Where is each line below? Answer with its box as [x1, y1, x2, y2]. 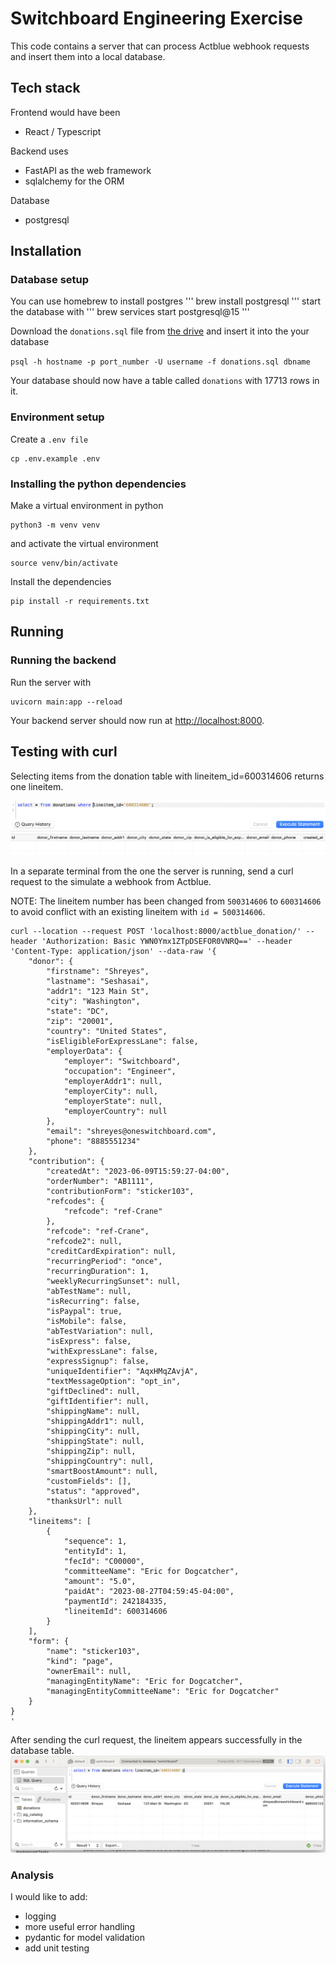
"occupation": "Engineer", [63, 1066, 177, 1076]
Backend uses [10, 145, 69, 157]
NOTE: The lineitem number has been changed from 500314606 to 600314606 [10, 895, 322, 907]
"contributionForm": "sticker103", [46, 1186, 195, 1196]
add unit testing [24, 1942, 90, 1954]
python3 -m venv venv [10, 520, 101, 531]
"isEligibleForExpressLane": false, [46, 1036, 199, 1046]
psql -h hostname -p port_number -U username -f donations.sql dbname [10, 357, 311, 367]
